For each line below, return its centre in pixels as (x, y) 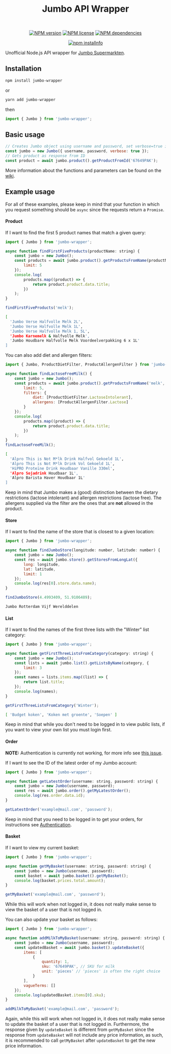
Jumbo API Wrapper (85, 9)
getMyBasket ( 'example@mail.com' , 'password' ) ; (55, 894)
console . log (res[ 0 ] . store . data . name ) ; (55, 583)
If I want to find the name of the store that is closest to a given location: (80, 532)
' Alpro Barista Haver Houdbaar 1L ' (48, 478)
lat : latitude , (40, 569)
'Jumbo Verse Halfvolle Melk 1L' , (46, 326)
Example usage (30, 192)
